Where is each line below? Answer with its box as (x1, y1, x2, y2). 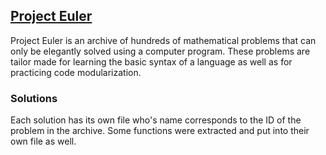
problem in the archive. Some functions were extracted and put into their (10, 125, 310, 137)
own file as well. (10, 135, 77, 148)
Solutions (10, 91, 58, 105)
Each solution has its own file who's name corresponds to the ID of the (10, 114, 302, 126)
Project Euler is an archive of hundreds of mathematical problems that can (10, 34, 317, 46)
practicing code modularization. (10, 66, 142, 78)
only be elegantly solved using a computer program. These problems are (10, 45, 311, 57)
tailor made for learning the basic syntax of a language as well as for (10, 55, 293, 68)
